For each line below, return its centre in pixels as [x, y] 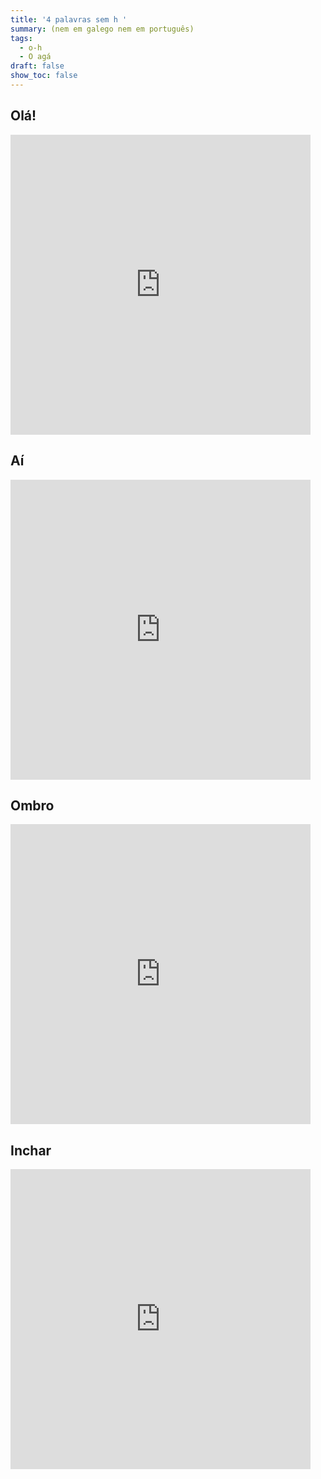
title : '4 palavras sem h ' [69, 19]
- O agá [35, 57]
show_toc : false [44, 76]
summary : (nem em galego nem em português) [102, 29]
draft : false [37, 66]
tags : [21, 38]
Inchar [31, 1150]
